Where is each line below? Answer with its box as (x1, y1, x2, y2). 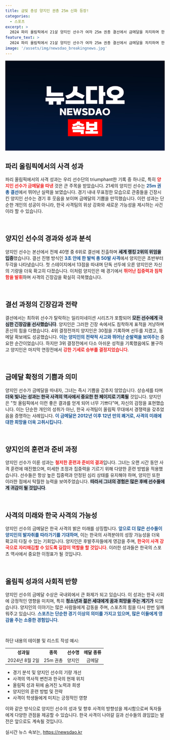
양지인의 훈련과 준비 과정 (5, 445, 77, 453)
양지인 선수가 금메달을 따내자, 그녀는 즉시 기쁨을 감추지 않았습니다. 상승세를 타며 (5, 387, 163, 393)
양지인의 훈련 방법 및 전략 (12, 689, 63, 695)
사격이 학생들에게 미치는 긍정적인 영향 (12, 695, 88, 701)
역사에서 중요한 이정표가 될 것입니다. (10, 551, 82, 557)
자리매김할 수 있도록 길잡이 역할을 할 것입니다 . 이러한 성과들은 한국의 (18, 544, 153, 551)
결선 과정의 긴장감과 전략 (5, 300, 77, 309)
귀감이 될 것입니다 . (10, 485, 47, 491)
